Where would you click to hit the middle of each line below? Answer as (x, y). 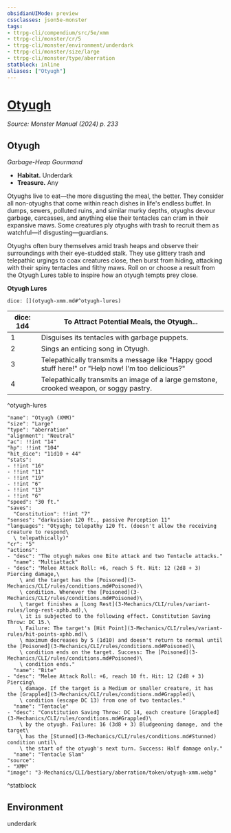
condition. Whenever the (61, 592)
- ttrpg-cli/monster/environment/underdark (70, 45)
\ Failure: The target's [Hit (63, 629)
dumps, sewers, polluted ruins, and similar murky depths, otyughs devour (111, 211)
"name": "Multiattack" (46, 562)
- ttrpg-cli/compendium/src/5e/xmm (58, 33)
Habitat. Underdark (45, 175)
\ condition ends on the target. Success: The (87, 653)
